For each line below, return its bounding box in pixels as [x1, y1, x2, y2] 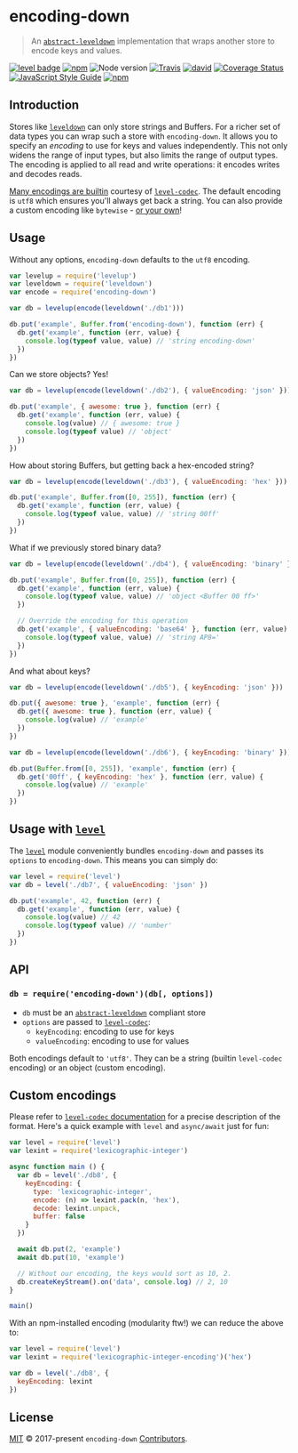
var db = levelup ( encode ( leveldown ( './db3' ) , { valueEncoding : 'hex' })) [9, 477, 288, 486]
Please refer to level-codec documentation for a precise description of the [9, 1111, 281, 1122]
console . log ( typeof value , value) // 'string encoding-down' [25, 336, 255, 345]
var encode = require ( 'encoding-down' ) [9, 287, 157, 297]
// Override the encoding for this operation [17, 617, 189, 626]
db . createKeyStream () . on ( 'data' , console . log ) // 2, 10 [17, 1277, 228, 1287]
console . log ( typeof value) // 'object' [25, 427, 173, 436]
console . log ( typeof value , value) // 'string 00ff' [25, 510, 220, 519]
